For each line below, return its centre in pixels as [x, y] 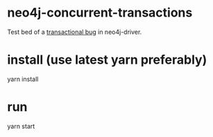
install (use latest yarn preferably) [107, 60]
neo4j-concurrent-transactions [100, 13]
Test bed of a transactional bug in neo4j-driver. [75, 32]
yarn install [23, 79]
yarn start [21, 126]
